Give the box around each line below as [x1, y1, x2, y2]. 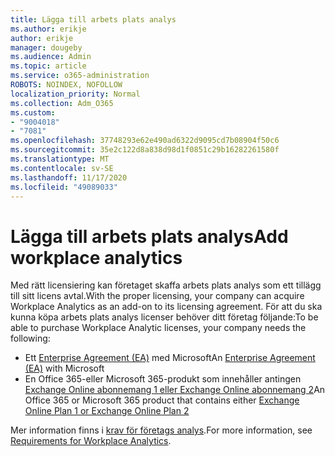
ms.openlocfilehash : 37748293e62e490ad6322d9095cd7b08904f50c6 [10, 136, 280, 146]
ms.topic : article [10, 61, 87, 71]
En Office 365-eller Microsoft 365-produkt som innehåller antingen [24, 373, 302, 385]
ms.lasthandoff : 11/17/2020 [10, 172, 128, 183]
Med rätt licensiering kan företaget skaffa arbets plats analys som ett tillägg [10, 279, 322, 291]
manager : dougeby [10, 42, 83, 53]
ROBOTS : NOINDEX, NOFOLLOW [10, 80, 123, 90]
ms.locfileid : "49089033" [10, 182, 118, 192]
